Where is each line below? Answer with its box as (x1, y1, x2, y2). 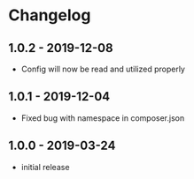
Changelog (8, 5, 91, 26)
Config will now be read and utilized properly (20, 63, 185, 74)
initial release (20, 161, 70, 172)
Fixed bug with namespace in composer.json (20, 112, 185, 123)
